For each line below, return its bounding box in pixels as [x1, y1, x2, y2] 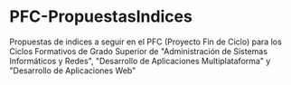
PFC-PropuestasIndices [9, 6, 192, 27]
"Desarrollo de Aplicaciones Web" [9, 65, 136, 76]
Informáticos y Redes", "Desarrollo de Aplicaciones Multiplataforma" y [9, 55, 271, 66]
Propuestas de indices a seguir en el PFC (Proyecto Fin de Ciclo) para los [9, 36, 282, 47]
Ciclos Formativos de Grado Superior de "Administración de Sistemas [9, 45, 268, 56]
